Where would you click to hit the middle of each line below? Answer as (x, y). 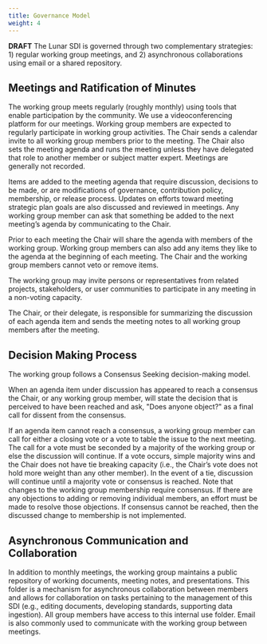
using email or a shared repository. (65, 63)
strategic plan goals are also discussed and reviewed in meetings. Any (124, 207)
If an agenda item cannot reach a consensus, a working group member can (132, 431)
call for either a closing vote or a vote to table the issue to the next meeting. (132, 439)
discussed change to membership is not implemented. (97, 516)
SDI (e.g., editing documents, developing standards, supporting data (120, 606)
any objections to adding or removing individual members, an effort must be (133, 499)
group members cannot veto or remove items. (84, 265)
